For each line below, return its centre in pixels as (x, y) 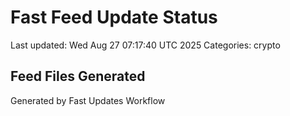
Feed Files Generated (78, 76)
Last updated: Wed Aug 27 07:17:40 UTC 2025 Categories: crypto (145, 45)
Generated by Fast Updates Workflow (88, 100)
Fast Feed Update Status (114, 17)
